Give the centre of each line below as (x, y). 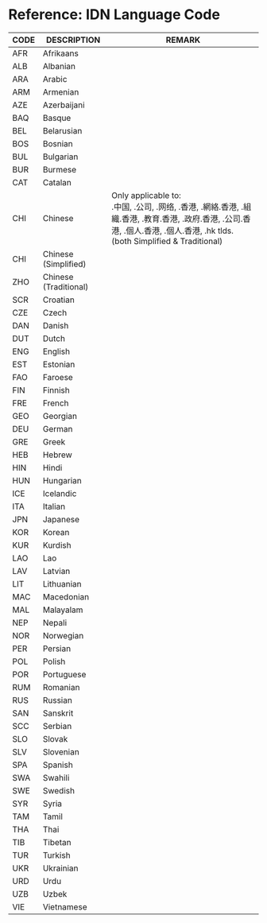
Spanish (58, 765)
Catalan (57, 182)
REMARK (183, 40)
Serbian (57, 726)
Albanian (59, 66)
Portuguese (64, 674)
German (58, 429)
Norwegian (63, 635)
